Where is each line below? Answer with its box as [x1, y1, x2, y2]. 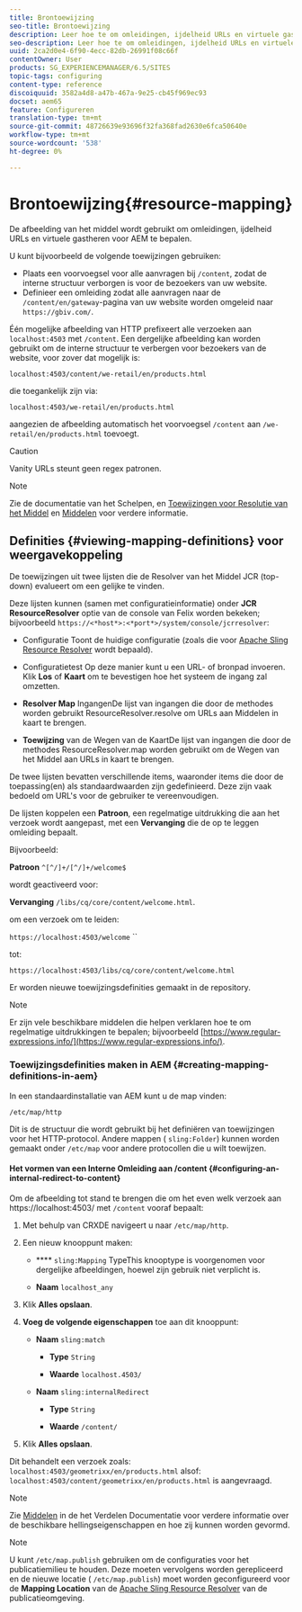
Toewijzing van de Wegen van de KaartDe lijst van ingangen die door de [22, 735, 291, 746]
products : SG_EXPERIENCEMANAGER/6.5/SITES [9, 64, 171, 73]
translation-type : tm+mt [9, 113, 102, 122]
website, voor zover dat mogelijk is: [9, 352, 141, 363]
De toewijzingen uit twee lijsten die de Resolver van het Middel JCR [9, 571, 259, 582]
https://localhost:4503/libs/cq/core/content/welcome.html [9, 966, 235, 976]
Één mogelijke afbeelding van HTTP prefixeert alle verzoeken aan [9, 323, 252, 334]
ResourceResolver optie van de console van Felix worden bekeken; [9, 608, 261, 619]
